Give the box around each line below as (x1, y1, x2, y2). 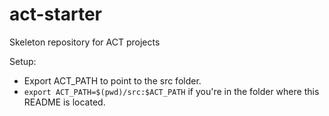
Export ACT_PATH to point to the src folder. (23, 74, 202, 87)
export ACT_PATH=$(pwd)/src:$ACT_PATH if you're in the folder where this (23, 85, 320, 97)
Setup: (9, 55, 37, 67)
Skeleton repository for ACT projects (9, 36, 161, 48)
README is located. (23, 96, 106, 108)
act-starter (9, 3, 102, 26)
